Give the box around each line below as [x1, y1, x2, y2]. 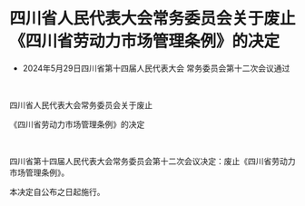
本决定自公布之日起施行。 [9, 186, 105, 197]
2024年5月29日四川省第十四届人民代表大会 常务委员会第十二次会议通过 [22, 63, 290, 74]
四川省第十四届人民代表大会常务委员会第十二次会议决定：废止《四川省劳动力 [9, 155, 296, 166]
